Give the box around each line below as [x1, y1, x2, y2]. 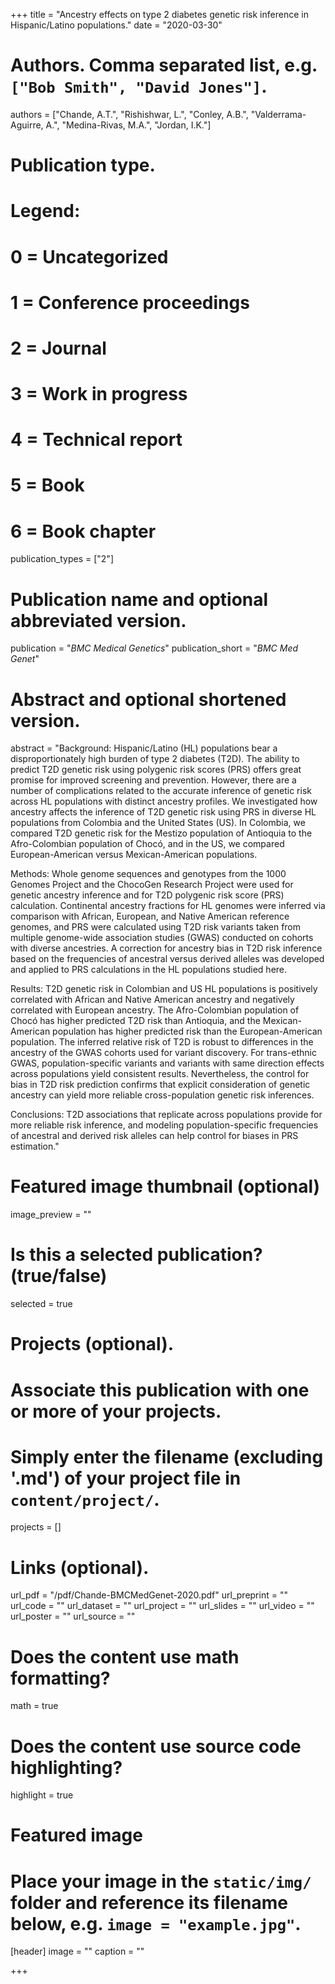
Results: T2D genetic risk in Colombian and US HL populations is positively [10, 983, 318, 995]
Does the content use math [10, 1645, 240, 1668]
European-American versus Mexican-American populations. [10, 849, 258, 861]
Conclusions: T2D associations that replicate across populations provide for [10, 1109, 323, 1121]
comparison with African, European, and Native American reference [10, 910, 290, 923]
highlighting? [10, 1756, 123, 1779]
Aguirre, [10, 119, 44, 131]
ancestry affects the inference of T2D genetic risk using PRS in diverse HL [10, 806, 317, 818]
